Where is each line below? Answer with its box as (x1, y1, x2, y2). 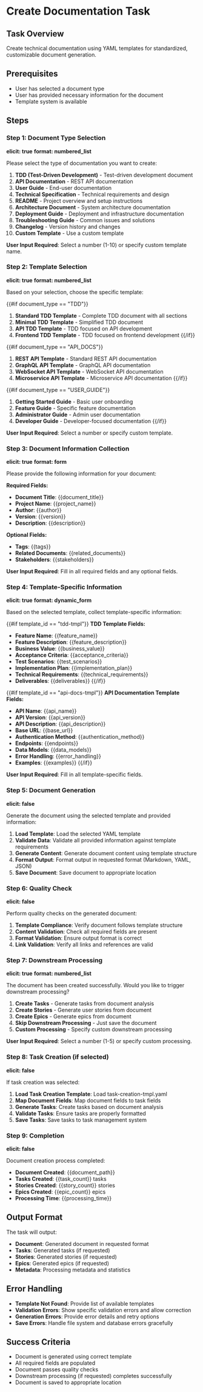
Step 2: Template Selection (6, 263, 88, 271)
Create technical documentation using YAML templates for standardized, (6, 44, 188, 52)
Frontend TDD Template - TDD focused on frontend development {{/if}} (15, 331, 196, 338)
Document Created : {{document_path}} (15, 1169, 115, 1176)
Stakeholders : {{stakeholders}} (15, 556, 94, 564)
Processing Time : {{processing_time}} (15, 1194, 112, 1201)
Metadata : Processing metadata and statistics (15, 1266, 131, 1273)
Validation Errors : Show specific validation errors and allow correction (15, 1306, 191, 1313)
